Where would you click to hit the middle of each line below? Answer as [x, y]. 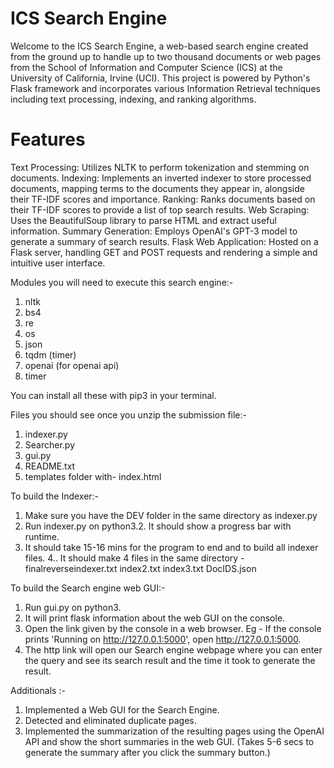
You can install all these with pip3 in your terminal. [113, 395]
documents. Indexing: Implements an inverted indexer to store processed [161, 178]
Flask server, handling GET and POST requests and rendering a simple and [164, 252]
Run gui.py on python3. [73, 607]
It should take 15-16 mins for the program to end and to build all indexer [171, 547]
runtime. [42, 536]
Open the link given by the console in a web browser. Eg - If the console [173, 628]
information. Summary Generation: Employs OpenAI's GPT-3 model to [154, 231]
